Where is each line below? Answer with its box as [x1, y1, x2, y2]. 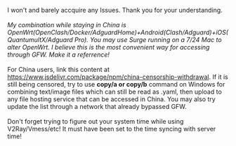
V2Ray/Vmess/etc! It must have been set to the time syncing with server [7, 125, 216, 133]
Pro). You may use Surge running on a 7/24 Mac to [74, 36, 223, 44]
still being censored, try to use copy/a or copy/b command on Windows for [7, 80, 225, 88]
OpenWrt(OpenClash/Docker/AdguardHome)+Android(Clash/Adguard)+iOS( [7, 28, 229, 36]
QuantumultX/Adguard [7, 36, 74, 44]
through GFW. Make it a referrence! [7, 50, 110, 59]
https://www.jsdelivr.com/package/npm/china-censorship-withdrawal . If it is [7, 73, 228, 81]
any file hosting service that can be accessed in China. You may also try [7, 95, 216, 103]
